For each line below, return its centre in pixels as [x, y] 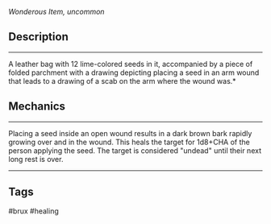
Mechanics [37, 107]
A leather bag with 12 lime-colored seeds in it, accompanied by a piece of [131, 64]
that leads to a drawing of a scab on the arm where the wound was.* [122, 81]
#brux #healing [33, 211]
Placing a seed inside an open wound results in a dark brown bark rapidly [130, 133]
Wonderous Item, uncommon [56, 12]
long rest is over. [36, 159]
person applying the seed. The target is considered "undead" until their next [135, 150]
